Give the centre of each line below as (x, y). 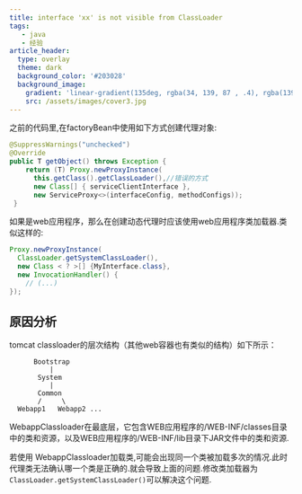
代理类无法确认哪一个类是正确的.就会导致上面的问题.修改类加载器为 (134, 469)
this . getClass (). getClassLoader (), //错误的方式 (120, 178)
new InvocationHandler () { (68, 275)
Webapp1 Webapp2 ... (60, 410)
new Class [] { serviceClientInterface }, (112, 186)
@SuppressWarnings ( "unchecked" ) (70, 145)
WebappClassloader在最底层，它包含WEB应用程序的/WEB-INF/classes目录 (148, 427)
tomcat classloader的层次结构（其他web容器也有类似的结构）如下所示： (143, 345)
